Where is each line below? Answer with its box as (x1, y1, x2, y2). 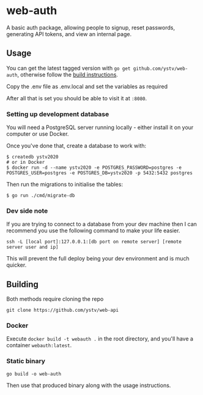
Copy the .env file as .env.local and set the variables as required (6, 83, 168, 90)
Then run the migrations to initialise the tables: (6, 181, 124, 188)
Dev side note (6, 206, 48, 215)
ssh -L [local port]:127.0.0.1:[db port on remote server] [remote (6, 239, 182, 245)
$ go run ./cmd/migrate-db (6, 193, 75, 199)
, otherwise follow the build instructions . (17, 71, 118, 78)
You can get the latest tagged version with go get (6, 64, 131, 72)
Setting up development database (6, 109, 109, 118)
